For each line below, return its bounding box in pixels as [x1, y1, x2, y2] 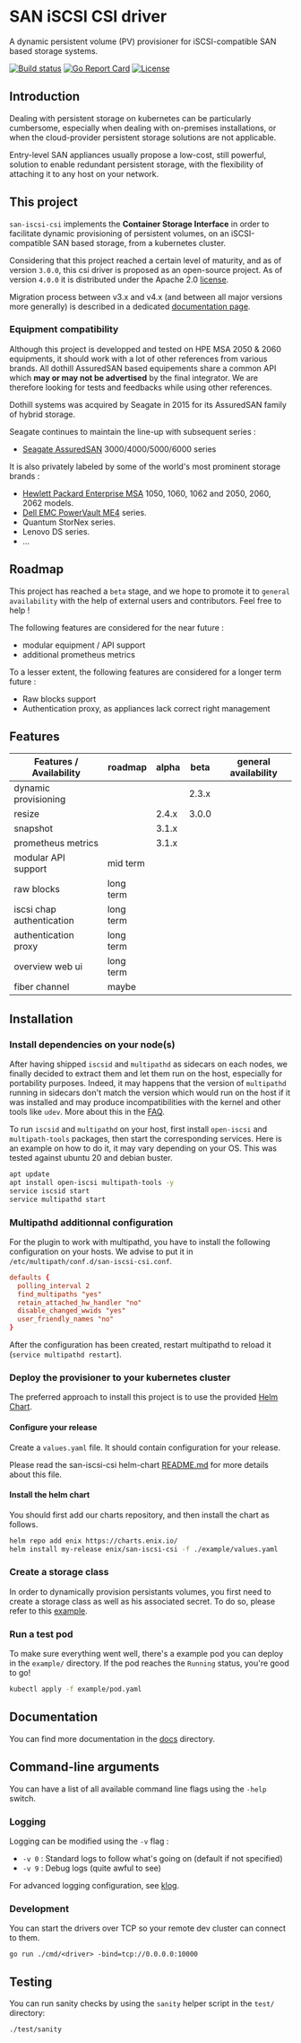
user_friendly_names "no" [17, 1314, 115, 1324]
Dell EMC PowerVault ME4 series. [21, 507, 147, 517]
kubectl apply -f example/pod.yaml [9, 1685, 142, 1694]
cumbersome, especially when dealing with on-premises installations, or [9, 122, 277, 133]
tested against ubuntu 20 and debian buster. [9, 1153, 173, 1163]
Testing [9, 1974, 53, 1989]
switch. [9, 1792, 36, 1803]
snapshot [13, 822, 54, 835]
